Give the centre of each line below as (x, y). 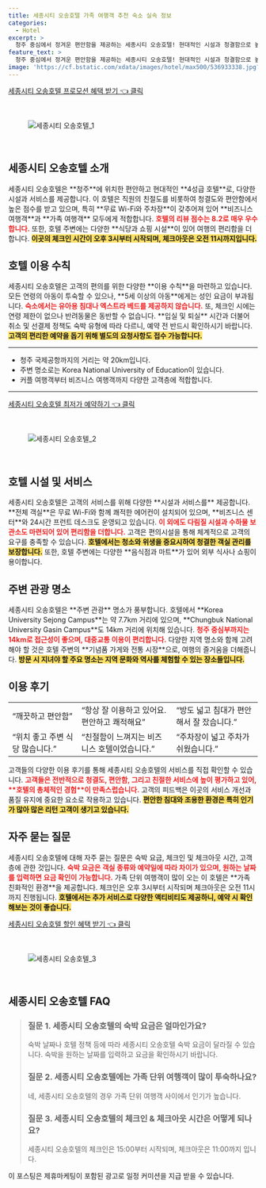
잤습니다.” (219, 722)
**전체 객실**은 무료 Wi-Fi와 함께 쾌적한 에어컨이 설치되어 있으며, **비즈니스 (127, 512)
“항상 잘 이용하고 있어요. (124, 710)
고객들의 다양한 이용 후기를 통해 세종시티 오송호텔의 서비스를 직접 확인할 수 (123, 769)
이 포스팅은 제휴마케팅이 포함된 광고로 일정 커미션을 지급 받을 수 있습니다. (121, 1175)
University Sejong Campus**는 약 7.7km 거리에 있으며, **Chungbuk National (131, 620)
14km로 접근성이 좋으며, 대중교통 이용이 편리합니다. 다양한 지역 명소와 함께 (123, 640)
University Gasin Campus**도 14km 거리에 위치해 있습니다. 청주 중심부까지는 (129, 630)
